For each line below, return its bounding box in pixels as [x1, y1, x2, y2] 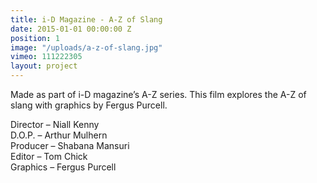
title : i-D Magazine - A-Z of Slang [10, 14, 163, 25]
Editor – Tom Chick [10, 151, 88, 162]
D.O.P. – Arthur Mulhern [10, 129, 108, 141]
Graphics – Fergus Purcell [10, 161, 117, 173]
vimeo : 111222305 [10, 52, 83, 62]
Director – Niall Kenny [10, 119, 100, 130]
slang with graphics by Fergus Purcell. [10, 99, 168, 111]
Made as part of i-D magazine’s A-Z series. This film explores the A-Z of [10, 89, 307, 100]
